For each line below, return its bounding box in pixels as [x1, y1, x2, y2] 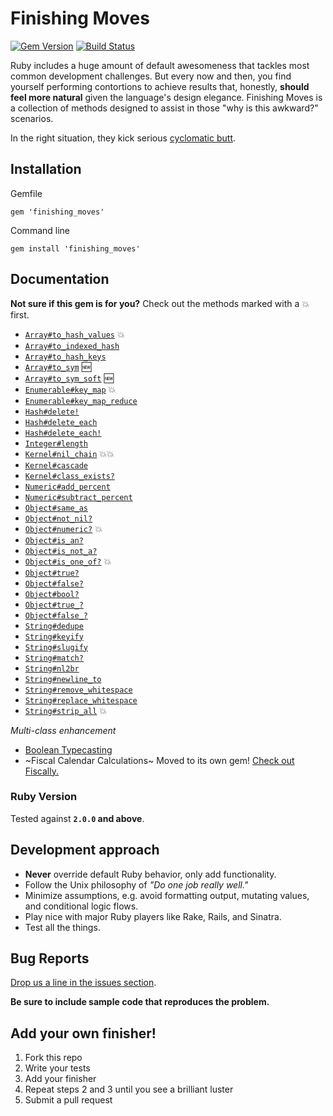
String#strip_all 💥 [24, 704, 108, 716]
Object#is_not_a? [24, 546, 98, 556]
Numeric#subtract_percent [24, 492, 133, 502]
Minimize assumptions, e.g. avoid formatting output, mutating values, [24, 889, 310, 901]
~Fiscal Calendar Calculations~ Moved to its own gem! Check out [24, 754, 295, 766]
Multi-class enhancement [10, 724, 117, 736]
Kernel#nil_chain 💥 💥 [24, 447, 115, 459]
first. [10, 308, 30, 321]
